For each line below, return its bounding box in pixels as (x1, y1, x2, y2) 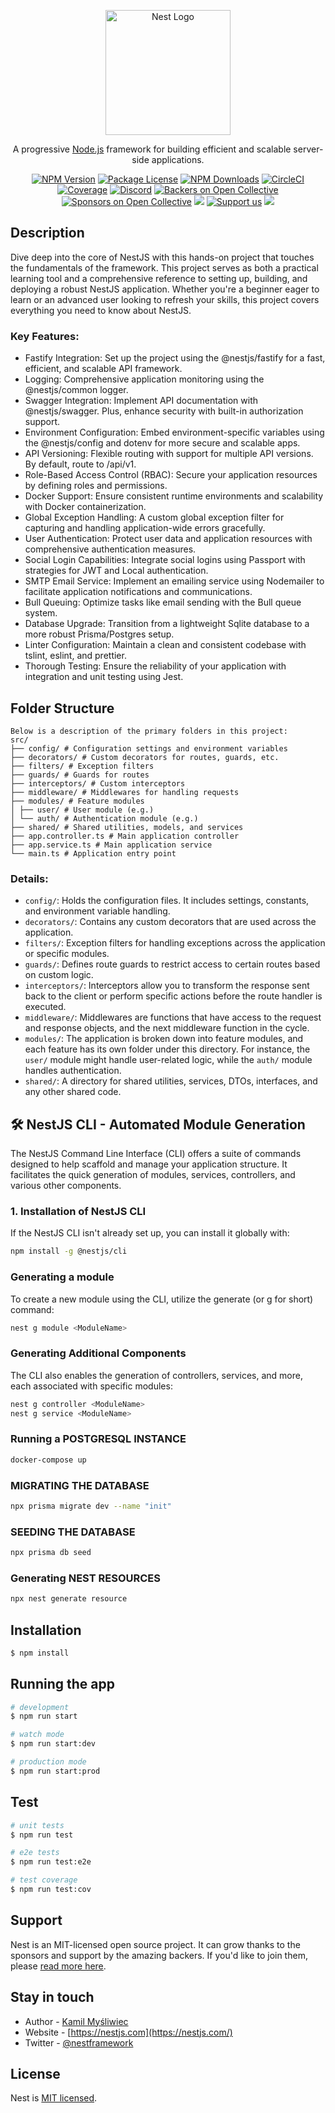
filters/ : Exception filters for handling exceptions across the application (24, 937, 326, 949)
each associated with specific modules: (10, 1380, 173, 1392)
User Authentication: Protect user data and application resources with (24, 533, 313, 545)
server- (293, 143, 324, 155)
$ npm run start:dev (10, 1739, 97, 1749)
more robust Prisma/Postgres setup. (24, 628, 175, 640)
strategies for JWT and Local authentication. (24, 565, 209, 577)
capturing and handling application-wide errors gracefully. (24, 522, 266, 534)
